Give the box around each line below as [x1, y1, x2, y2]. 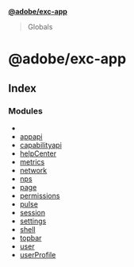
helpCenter [19, 149, 57, 158]
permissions [19, 191, 60, 200]
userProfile [19, 250, 56, 259]
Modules [8, 105, 44, 116]
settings [19, 216, 47, 226]
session [19, 207, 46, 217]
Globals [27, 22, 53, 31]
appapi [19, 131, 43, 141]
